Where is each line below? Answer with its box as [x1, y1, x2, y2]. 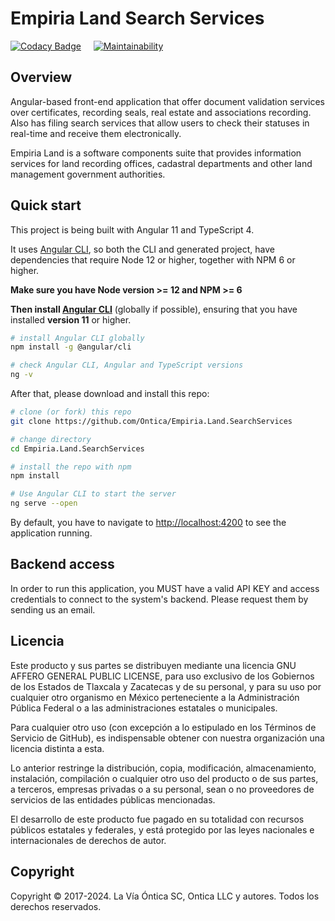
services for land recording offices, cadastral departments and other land [10, 157, 313, 169]
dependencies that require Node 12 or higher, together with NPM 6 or [10, 253, 296, 266]
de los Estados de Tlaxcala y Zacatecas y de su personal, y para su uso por [10, 680, 322, 692]
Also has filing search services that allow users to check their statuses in [10, 117, 310, 129]
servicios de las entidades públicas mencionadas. [10, 793, 216, 806]
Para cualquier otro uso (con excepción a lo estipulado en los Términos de [10, 721, 317, 733]
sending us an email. [10, 603, 96, 616]
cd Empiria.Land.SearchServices [10, 443, 145, 454]
